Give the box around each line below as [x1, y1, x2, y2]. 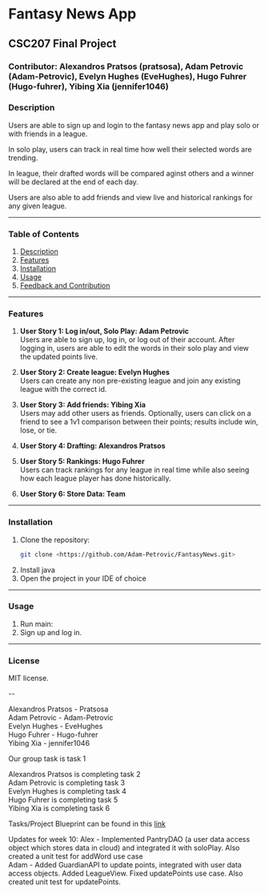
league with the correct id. [19, 385, 107, 394]
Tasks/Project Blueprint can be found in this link [8, 819, 167, 829]
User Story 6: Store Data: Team [19, 489, 126, 499]
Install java [19, 565, 56, 574]
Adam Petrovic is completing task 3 [8, 778, 126, 787]
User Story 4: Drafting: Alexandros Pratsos [19, 441, 166, 451]
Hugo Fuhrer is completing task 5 [8, 795, 118, 805]
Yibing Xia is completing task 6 [8, 803, 110, 813]
